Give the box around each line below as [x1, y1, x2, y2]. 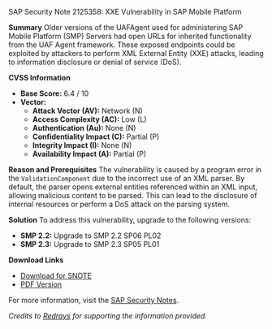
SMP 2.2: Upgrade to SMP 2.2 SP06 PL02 [19, 231, 162, 240]
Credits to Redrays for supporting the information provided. [8, 311, 207, 320]
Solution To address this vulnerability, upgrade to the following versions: [8, 215, 252, 224]
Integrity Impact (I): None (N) [32, 141, 132, 149]
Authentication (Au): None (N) [32, 123, 136, 132]
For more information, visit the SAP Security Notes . [8, 296, 179, 305]
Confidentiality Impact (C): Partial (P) [32, 132, 160, 141]
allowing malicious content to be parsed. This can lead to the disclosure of [8, 191, 257, 200]
